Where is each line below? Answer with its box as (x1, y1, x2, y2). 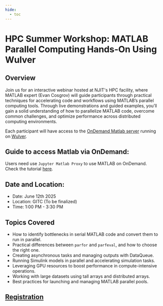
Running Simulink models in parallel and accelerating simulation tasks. (12, 258, 156, 263)
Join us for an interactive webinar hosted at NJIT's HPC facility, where (5, 87, 148, 93)
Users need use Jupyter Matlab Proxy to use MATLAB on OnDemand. (5, 161, 147, 167)
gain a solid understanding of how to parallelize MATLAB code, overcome (5, 108, 155, 114)
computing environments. (5, 118, 58, 124)
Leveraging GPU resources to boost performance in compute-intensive (12, 262, 157, 268)
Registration (5, 293, 44, 302)
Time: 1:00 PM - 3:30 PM (12, 204, 63, 210)
